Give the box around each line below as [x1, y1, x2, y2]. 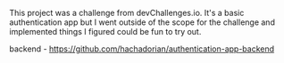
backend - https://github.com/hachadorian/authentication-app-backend [9, 43, 275, 54]
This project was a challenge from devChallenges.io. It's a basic [9, 8, 245, 18]
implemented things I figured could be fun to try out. [9, 27, 202, 36]
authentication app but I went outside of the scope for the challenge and [9, 17, 275, 28]
